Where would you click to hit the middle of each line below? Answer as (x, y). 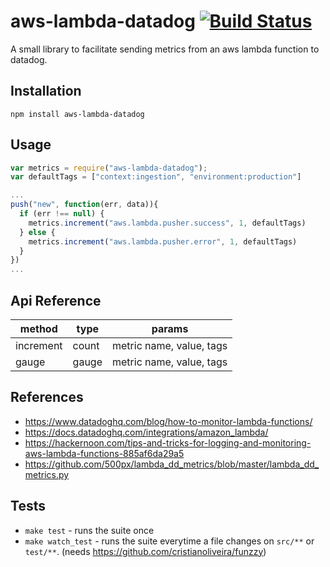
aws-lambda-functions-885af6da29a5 (104, 453)
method (38, 328)
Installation (46, 91)
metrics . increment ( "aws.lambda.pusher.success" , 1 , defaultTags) (167, 223)
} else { (37, 232)
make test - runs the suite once (89, 530)
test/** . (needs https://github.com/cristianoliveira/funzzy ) (145, 551)
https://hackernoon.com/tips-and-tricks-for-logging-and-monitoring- (168, 442)
